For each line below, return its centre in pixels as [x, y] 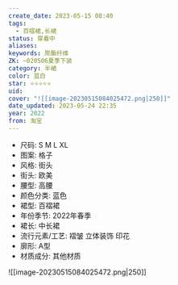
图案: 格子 [36, 155]
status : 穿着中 [32, 38]
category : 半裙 [33, 69]
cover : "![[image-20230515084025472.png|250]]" [90, 98]
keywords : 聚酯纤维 [39, 53]
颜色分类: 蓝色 [43, 195]
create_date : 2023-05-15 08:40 [61, 16]
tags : [17, 23]
